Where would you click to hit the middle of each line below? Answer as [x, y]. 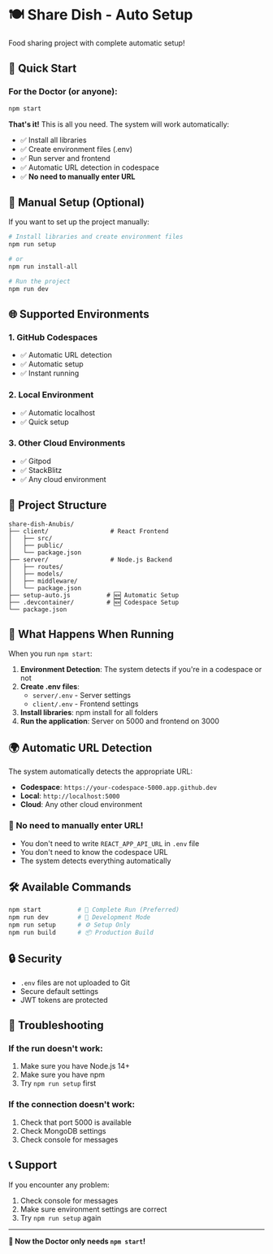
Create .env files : [50, 687]
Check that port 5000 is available [76, 1122]
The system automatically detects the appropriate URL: [101, 771]
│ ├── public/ [36, 545]
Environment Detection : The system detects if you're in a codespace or [141, 670]
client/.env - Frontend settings [85, 704]
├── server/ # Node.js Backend [91, 560]
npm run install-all [43, 267]
